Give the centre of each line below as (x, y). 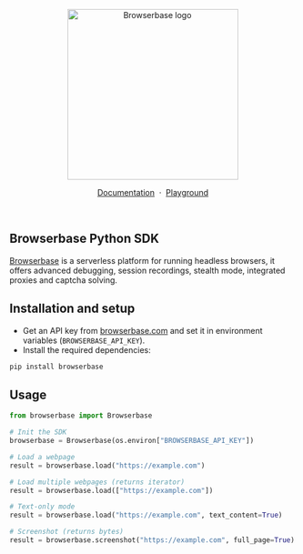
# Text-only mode (42, 507)
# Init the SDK (38, 432)
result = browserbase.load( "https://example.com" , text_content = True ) (146, 515)
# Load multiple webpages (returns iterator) (97, 482)
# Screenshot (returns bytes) (67, 532)
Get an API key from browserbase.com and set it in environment (142, 330)
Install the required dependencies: (87, 349)
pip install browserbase (56, 367)
